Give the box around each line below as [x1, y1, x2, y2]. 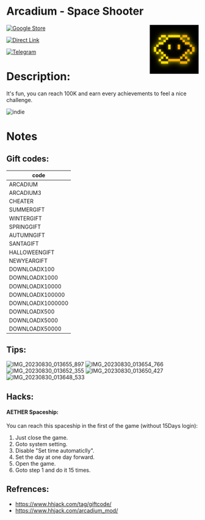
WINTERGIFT [9, 214, 43, 222]
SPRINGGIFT [9, 223, 41, 230]
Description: [6, 70, 71, 84]
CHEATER [9, 197, 34, 205]
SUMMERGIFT [9, 206, 45, 213]
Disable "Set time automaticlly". [15, 447, 95, 454]
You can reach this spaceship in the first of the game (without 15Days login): [6, 422, 198, 429]
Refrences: [6, 484, 49, 494]
